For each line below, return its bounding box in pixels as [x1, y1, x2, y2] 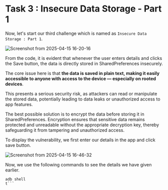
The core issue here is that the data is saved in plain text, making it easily [5, 70, 160, 76]
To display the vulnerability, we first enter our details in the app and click [5, 137, 156, 143]
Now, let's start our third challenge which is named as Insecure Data [5, 30, 147, 36]
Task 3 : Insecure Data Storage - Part [5, 3, 162, 15]
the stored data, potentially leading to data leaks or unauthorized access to [5, 96, 160, 102]
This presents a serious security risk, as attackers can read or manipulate [5, 90, 157, 97]
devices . [5, 81, 24, 87]
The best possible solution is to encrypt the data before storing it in [5, 111, 144, 117]
